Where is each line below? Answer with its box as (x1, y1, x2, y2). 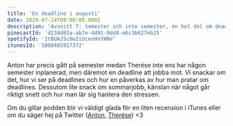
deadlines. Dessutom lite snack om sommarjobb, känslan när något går (7, 83, 210, 91)
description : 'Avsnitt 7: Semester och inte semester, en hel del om (7, 23, 213, 30)
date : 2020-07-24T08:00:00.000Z (7, 17, 101, 23)
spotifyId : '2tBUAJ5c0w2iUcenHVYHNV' (7, 36, 116, 43)
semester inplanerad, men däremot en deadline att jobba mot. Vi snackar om (7, 68, 226, 76)
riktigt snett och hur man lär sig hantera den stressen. (7, 90, 161, 98)
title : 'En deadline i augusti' (7, 10, 101, 17)
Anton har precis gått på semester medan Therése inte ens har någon (7, 61, 206, 69)
